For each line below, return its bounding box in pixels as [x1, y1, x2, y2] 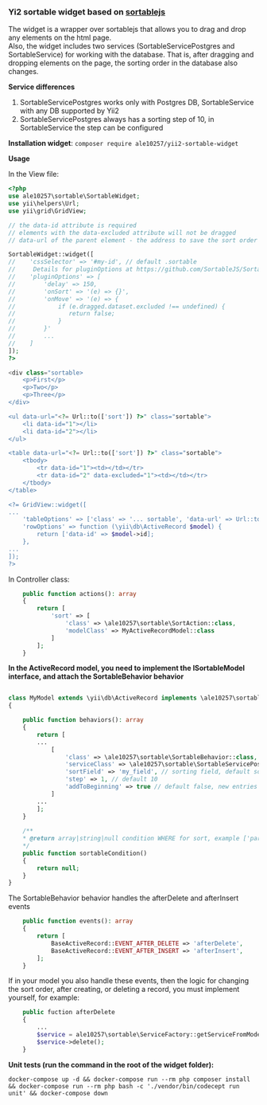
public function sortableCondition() [22, 849, 148, 857]
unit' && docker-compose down [8, 1089, 109, 1097]
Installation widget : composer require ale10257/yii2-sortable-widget [8, 139, 239, 148]
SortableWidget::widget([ [8, 250, 94, 259]
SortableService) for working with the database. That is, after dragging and [8, 50, 254, 60]
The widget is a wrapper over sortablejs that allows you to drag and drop [8, 25, 246, 34]
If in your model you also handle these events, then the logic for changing [8, 976, 250, 985]
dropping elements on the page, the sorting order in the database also [8, 58, 238, 68]
